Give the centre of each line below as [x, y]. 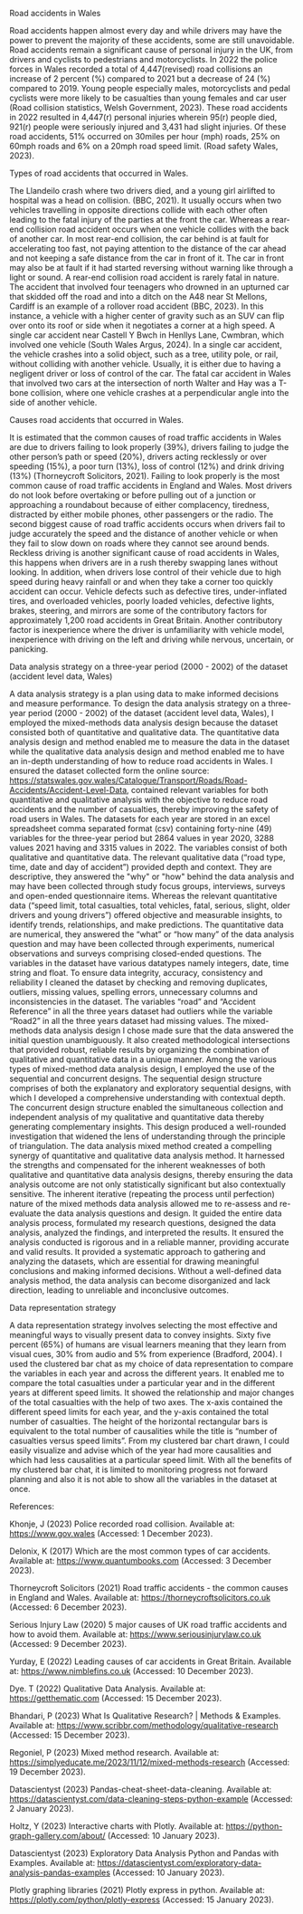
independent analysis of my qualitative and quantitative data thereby [137, 1117]
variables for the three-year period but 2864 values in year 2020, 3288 [142, 838]
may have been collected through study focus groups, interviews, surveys [147, 886]
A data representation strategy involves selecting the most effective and [143, 1325]
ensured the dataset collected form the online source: [109, 770]
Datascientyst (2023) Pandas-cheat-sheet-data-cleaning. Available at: [141, 1789]
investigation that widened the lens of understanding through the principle [147, 1136]
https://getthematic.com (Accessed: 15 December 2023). [116, 1698]
